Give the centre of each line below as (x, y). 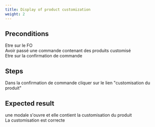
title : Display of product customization (48, 9)
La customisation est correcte (35, 120)
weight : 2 (15, 14)
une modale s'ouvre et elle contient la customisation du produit (68, 115)
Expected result (30, 103)
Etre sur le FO (19, 45)
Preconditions (27, 34)
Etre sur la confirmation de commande (44, 56)
